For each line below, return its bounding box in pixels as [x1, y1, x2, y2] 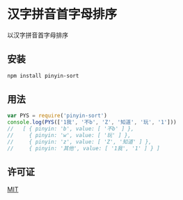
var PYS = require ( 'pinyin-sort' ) [7, 113, 108, 120]
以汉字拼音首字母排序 [7, 31, 68, 39]
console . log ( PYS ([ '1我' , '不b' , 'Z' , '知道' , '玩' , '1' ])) [7, 119, 177, 126]
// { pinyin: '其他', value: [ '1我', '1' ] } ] [7, 145, 160, 152]
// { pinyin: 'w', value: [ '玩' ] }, [7, 132, 131, 139]
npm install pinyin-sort [7, 72, 79, 79]
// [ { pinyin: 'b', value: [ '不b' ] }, [7, 125, 134, 133]
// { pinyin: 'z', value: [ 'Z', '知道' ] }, [7, 138, 152, 145]
